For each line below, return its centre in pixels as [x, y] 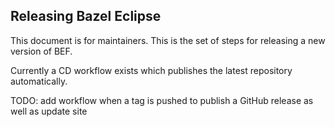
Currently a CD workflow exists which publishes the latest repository [151, 70]
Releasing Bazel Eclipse [86, 16]
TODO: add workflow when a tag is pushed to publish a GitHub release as [162, 100]
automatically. [39, 81]
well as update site [49, 111]
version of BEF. [41, 51]
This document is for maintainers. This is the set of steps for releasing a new [168, 40]
